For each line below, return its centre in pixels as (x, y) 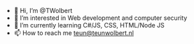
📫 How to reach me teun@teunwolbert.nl (74, 33)
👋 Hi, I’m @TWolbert (43, 11)
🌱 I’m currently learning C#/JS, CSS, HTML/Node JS (89, 25)
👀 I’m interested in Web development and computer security (101, 18)
